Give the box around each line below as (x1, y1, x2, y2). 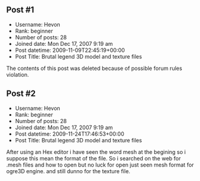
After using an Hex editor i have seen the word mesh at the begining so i (6, 148, 186, 156)
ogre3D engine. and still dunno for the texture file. (6, 167, 131, 174)
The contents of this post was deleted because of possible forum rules (6, 65, 182, 72)
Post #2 (6, 89, 36, 99)
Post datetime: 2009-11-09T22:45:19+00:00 (15, 46, 125, 54)
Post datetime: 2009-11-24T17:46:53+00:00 (15, 130, 124, 138)
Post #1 (6, 5, 34, 15)
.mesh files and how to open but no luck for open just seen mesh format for (6, 161, 195, 168)
